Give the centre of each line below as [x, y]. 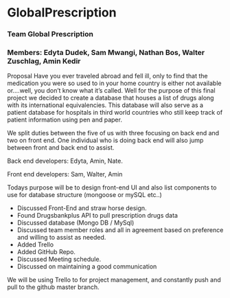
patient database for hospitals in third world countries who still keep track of [115, 113]
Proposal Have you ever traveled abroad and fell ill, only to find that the [107, 76]
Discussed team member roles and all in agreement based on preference [120, 230]
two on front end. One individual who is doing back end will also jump [105, 140]
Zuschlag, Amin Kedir [44, 61]
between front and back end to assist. [61, 148]
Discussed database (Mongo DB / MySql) [76, 223]
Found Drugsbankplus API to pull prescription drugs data [97, 216]
